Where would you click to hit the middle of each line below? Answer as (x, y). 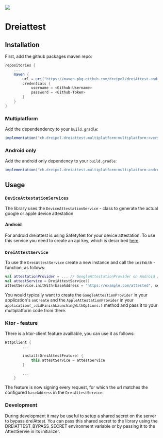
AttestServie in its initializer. (33, 431)
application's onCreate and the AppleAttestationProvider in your (69, 300)
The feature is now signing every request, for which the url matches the (76, 387)
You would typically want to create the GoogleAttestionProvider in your (76, 295)
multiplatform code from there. (36, 310)
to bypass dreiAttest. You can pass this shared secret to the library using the (81, 421)
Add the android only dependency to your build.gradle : (61, 161)
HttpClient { (18, 343)
